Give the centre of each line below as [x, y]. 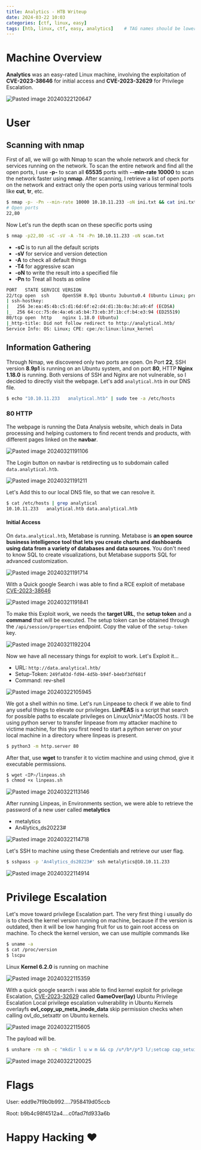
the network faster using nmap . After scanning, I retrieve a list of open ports [100, 179]
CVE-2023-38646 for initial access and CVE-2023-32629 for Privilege [95, 81]
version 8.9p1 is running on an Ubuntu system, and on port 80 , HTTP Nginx [100, 368]
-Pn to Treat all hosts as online [53, 279]
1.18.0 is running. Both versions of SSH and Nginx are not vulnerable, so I [96, 375]
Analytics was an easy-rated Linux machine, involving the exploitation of [96, 75]
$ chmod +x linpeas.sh [34, 781]
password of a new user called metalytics [58, 810]
